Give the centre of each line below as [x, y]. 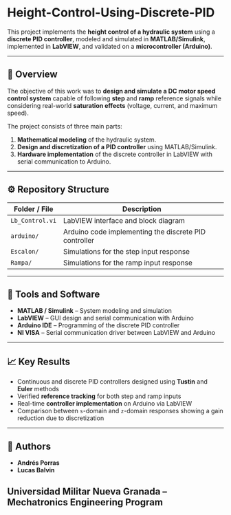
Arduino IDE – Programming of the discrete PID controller [98, 325]
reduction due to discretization [60, 418]
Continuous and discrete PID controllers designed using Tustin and [112, 382]
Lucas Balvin [36, 470]
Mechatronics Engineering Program [85, 502]
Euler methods [38, 389]
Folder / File [33, 209]
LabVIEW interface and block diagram [124, 220]
